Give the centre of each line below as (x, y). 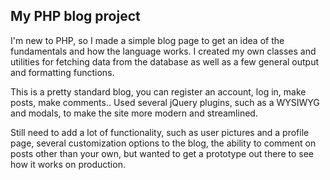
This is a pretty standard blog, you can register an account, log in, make (158, 91)
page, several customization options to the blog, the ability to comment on (163, 143)
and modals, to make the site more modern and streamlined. (134, 113)
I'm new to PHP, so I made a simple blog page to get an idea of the (147, 40)
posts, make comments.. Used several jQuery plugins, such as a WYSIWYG (165, 102)
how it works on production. (68, 164)
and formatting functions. (62, 72)
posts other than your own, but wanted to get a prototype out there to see (162, 153)
